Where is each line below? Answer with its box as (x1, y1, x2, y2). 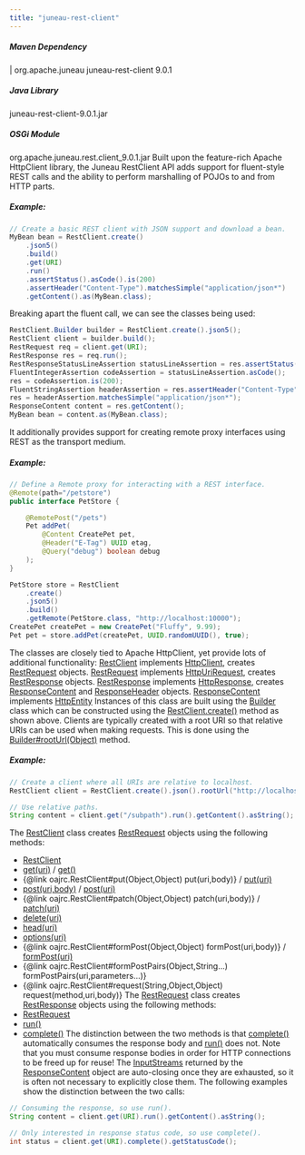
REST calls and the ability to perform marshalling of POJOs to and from (9, 171, 275, 182)
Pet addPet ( (25, 521, 71, 531)
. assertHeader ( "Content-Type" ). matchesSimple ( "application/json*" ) (25, 283, 286, 292)
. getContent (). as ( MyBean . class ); (25, 291, 152, 301)
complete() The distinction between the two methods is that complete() (22, 1028, 290, 1040)
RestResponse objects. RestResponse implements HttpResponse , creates (9, 676, 284, 686)
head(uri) (22, 923, 58, 933)
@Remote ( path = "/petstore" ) (9, 488, 112, 498)
